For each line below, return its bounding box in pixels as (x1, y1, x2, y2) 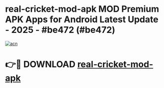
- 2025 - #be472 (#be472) (5, 25, 116, 35)
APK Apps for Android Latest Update (5, 14, 159, 25)
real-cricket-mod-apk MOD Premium (5, 3, 160, 15)
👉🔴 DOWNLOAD (5, 59, 76, 70)
